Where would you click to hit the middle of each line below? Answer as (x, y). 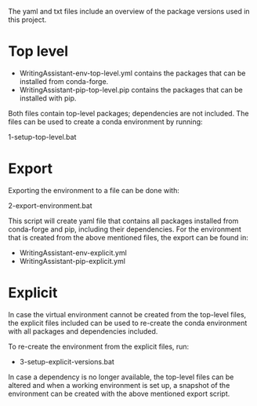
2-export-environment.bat (50, 205)
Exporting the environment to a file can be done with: (94, 190)
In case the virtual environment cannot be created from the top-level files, (127, 314)
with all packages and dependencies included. (83, 331)
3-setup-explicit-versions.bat (67, 361)
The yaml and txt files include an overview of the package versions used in (129, 11)
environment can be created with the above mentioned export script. (119, 393)
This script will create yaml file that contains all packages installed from (123, 221)
